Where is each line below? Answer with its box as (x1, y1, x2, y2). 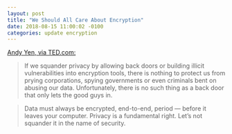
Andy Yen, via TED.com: (7, 48, 76, 57)
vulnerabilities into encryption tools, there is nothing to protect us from (24, 69, 226, 77)
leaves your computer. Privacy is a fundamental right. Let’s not (24, 112, 203, 120)
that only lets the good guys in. (24, 91, 113, 99)
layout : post (7, 10, 45, 17)
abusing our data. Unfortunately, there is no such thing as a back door (24, 84, 224, 92)
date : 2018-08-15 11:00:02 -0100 (7, 23, 104, 30)
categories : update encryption (7, 29, 98, 37)
